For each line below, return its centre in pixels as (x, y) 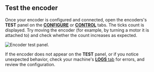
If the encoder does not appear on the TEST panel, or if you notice (72, 54)
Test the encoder (31, 8)
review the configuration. (30, 64)
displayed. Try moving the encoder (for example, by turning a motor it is (77, 30)
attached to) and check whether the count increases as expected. (71, 35)
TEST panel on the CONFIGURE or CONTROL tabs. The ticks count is (75, 25)
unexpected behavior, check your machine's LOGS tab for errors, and (75, 59)
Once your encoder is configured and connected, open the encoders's (76, 19)
